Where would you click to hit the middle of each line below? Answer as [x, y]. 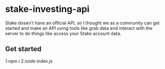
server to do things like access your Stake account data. [63, 33]
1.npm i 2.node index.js [29, 61]
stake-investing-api [47, 9]
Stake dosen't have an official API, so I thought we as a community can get [82, 23]
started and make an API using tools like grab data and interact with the [79, 28]
